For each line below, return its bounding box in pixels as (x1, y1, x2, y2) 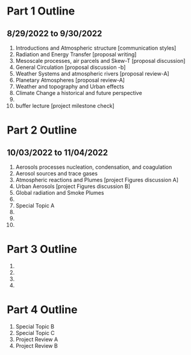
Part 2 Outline (7, 123, 77, 137)
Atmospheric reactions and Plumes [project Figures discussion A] (15, 177, 179, 183)
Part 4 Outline (7, 303, 78, 317)
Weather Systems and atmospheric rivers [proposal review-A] (15, 70, 169, 77)
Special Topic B (15, 322, 55, 330)
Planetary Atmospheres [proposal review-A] (15, 77, 125, 83)
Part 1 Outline (7, 4, 75, 18)
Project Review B (15, 342, 58, 349)
